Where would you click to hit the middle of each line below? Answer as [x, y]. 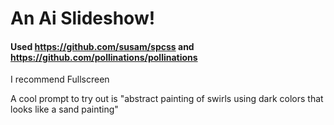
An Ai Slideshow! [83, 18]
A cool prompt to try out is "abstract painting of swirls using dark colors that [167, 99]
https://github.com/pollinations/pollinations [104, 57]
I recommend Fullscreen [60, 79]
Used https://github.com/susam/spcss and [102, 46]
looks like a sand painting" [64, 109]
